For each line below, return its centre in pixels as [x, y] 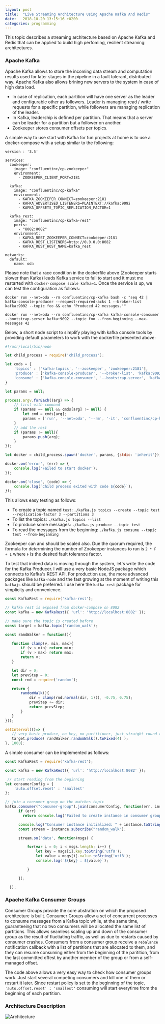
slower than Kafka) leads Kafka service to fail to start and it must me [74, 278]
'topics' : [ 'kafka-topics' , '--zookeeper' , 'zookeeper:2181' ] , [81, 369]
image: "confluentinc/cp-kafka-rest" [53, 220]
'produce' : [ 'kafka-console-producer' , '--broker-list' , [74, 374]
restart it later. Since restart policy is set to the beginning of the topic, [75, 983]
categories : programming [30, 23]
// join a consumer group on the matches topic [55, 802]
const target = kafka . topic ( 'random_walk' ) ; [51, 626]
